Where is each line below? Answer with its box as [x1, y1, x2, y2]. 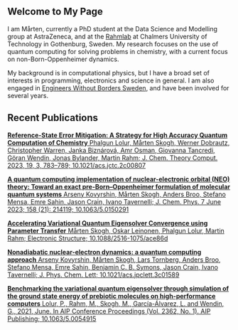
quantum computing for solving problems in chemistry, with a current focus [7, 47, 229, 55]
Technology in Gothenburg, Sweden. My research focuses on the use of [7, 39, 219, 48]
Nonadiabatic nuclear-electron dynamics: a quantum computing [7, 247, 202, 256]
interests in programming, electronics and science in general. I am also [7, 76, 215, 85]
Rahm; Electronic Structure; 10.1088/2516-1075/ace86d [7, 234, 168, 243]
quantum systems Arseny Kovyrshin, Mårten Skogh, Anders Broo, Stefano [7, 190, 226, 198]
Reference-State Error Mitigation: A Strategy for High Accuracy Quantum [7, 131, 228, 139]
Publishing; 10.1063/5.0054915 [7, 314, 97, 323]
